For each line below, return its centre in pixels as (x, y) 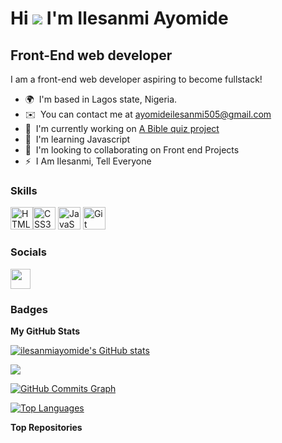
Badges (29, 309)
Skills (24, 190)
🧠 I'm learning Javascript (77, 139)
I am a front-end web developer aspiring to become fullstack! (136, 79)
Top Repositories (46, 427)
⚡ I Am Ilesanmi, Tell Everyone (88, 161)
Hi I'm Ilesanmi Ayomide (119, 18)
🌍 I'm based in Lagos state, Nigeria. (101, 99)
